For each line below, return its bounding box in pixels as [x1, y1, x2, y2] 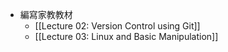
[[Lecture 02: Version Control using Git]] [34, 20, 201, 32]
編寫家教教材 [19, 9, 73, 20]
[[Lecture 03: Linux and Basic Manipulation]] [34, 31, 219, 42]
